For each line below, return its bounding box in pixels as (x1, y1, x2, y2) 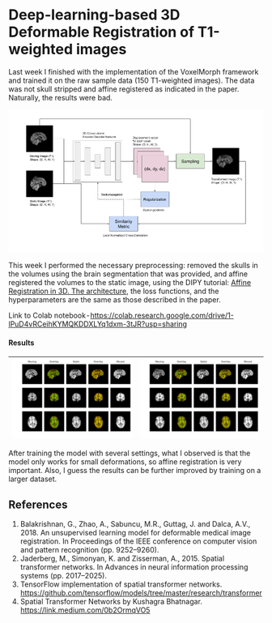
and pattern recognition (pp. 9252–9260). (19, 545, 159, 555)
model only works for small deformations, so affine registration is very (8, 457, 242, 467)
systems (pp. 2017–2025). (19, 571, 108, 581)
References (8, 497, 68, 511)
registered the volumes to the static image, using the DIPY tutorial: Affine (8, 278, 252, 288)
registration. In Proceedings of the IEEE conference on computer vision (19, 536, 257, 546)
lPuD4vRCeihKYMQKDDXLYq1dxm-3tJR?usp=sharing (8, 319, 188, 329)
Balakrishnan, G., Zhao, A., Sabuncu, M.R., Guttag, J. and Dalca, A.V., (19, 519, 251, 529)
